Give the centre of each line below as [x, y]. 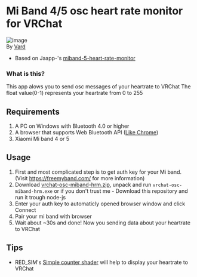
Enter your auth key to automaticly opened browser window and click [100, 204]
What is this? [25, 73]
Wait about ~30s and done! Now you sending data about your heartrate [103, 223]
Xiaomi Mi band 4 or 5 [42, 139]
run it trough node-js [40, 197]
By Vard [16, 47]
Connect [25, 210]
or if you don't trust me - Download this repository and [121, 191]
